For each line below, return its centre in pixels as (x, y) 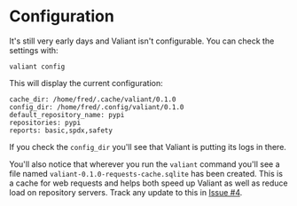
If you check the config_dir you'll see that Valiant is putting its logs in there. (148, 147)
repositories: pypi (45, 123)
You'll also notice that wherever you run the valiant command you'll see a (145, 164)
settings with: (34, 50)
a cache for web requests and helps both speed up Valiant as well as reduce (148, 183)
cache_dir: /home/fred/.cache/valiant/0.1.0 (93, 99)
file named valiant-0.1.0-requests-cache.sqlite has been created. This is (146, 173)
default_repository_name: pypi (67, 115)
